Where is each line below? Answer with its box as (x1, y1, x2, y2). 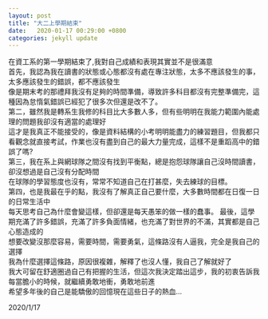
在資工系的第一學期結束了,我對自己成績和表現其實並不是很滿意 (8, 57, 214, 66)
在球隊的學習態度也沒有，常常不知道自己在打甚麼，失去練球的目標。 (8, 177, 232, 186)
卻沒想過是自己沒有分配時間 (8, 167, 100, 177)
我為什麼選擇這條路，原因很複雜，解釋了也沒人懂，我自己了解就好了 (8, 257, 232, 266)
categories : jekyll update (8, 34, 98, 42)
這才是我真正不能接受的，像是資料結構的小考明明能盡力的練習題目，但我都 (8, 127, 253, 137)
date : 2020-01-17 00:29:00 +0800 (8, 26, 127, 34)
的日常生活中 (8, 197, 50, 206)
